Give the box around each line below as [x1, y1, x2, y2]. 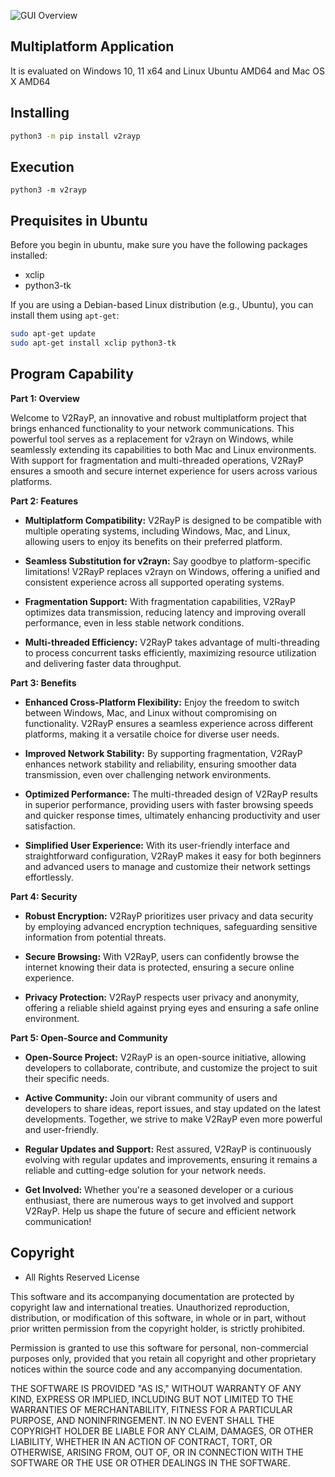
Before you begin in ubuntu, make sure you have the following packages [10, 239, 308, 251]
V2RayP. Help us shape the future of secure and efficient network [24, 1205, 297, 1217]
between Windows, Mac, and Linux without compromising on [24, 706, 278, 719]
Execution [10, 158, 75, 175]
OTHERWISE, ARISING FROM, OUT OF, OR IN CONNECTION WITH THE [10, 1446, 304, 1458]
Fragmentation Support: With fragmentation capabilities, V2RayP [24, 595, 296, 607]
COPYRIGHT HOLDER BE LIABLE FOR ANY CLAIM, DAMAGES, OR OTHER [10, 1425, 314, 1437]
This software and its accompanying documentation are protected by [10, 1290, 295, 1302]
